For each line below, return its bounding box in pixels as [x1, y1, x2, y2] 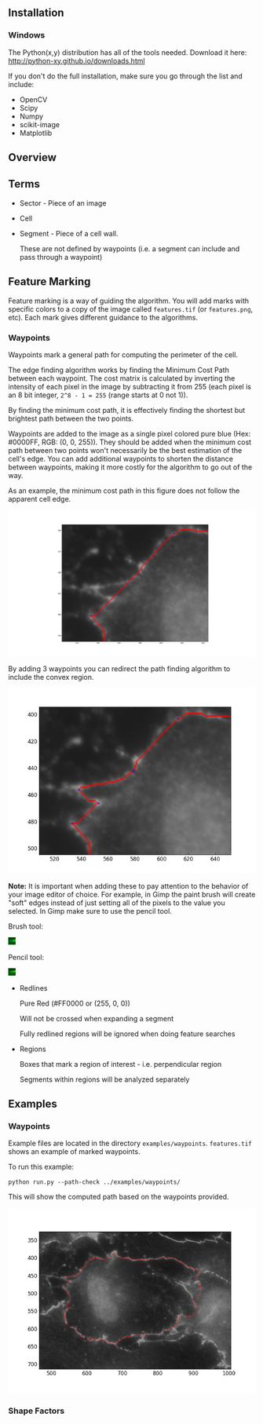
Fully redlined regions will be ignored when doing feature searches [19, 1028, 236, 1039]
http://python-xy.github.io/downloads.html [8, 56, 145, 65]
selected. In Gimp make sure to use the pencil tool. [8, 906, 173, 915]
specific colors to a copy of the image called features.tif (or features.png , [8, 304, 254, 313]
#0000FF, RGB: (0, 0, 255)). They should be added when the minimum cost [8, 437, 252, 447]
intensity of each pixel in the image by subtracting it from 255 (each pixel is [8, 382, 251, 391]
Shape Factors [8, 1405, 65, 1416]
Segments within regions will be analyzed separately [19, 1075, 190, 1084]
